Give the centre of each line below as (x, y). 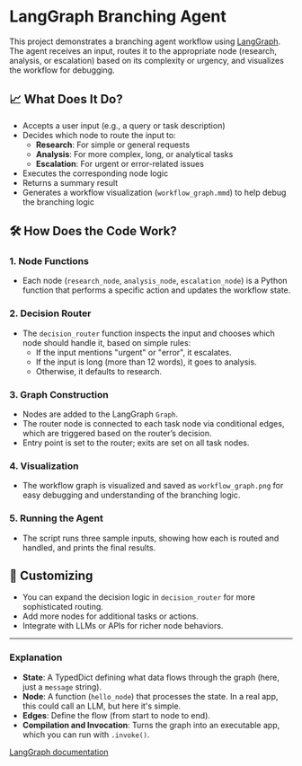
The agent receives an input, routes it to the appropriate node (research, (143, 50)
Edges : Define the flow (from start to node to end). (116, 715)
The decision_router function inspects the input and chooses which (149, 333)
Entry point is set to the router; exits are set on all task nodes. (136, 443)
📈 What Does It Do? (66, 99)
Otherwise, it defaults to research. (99, 371)
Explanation (36, 657)
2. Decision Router (50, 313)
